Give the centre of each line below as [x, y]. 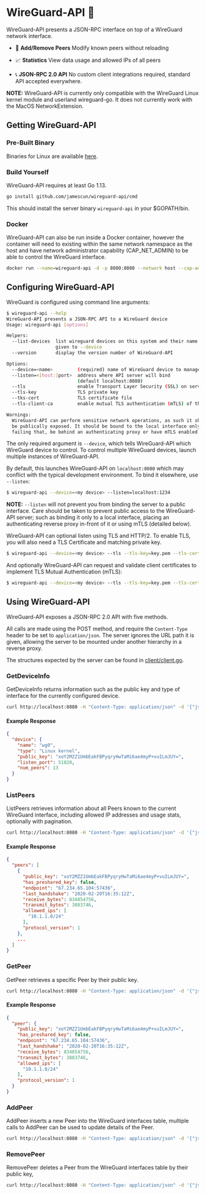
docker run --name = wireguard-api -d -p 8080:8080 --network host [91, 268]
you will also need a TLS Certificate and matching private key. [84, 542]
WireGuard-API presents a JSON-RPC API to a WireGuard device [87, 319]
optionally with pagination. [40, 822]
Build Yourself [27, 172]
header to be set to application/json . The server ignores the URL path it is [100, 635]
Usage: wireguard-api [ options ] [47, 325]
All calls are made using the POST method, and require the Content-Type [97, 629]
